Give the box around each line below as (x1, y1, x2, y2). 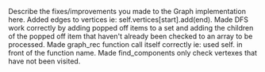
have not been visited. (8, 56, 81, 66)
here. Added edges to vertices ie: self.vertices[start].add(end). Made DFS (8, 15, 248, 24)
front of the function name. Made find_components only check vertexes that (8, 49, 258, 57)
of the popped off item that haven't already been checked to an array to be (8, 31, 253, 41)
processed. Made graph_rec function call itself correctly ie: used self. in (8, 40, 244, 49)
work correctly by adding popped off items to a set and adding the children (8, 23, 254, 32)
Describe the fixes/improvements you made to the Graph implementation (8, 7, 246, 16)
